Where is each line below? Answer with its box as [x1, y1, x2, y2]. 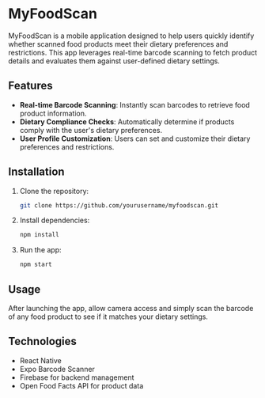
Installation [8, 165, 65, 179]
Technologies [8, 335, 78, 348]
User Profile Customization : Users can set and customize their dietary [19, 134, 251, 143]
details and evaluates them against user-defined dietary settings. [8, 56, 220, 66]
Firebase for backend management [19, 373, 134, 382]
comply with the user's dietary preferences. [19, 125, 163, 135]
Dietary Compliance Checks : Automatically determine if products [19, 116, 235, 127]
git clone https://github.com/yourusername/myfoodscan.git [19, 201, 219, 210]
